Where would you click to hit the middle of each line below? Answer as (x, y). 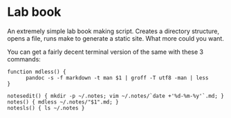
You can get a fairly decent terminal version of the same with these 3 (105, 52)
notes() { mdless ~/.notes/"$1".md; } (63, 102)
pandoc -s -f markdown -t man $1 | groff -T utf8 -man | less (117, 78)
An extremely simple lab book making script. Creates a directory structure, (113, 31)
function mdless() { (37, 72)
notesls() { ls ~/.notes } (46, 108)
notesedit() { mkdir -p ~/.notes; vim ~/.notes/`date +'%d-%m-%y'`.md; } (116, 96)
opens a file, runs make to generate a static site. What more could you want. (116, 38)
